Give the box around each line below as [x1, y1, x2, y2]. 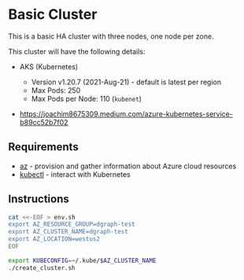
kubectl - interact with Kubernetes [19, 169, 131, 179]
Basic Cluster [8, 6, 98, 24]
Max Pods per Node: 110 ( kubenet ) [31, 94, 142, 103]
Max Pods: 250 [31, 85, 81, 95]
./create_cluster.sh [8, 263, 76, 272]
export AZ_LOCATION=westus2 [8, 235, 101, 243]
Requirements [8, 140, 79, 154]
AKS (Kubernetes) [19, 61, 79, 72]
